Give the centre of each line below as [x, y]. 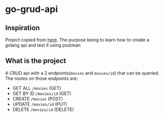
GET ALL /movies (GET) [37, 88]
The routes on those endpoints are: [42, 78]
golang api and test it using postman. [44, 45]
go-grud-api [31, 9]
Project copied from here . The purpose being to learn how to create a [77, 40]
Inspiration [23, 28]
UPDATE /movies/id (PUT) [40, 104]
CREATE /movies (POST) [38, 98]
